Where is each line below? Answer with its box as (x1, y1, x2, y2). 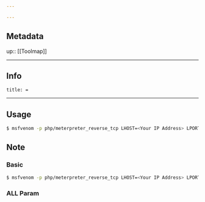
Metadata (6, 31, 44, 41)
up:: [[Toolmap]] (6, 47, 47, 55)
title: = (6, 87, 29, 93)
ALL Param (6, 189, 40, 197)
